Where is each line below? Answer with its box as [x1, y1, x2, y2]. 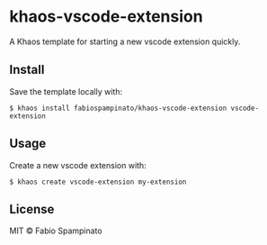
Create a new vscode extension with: [9, 159, 147, 170]
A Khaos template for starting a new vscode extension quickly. [9, 36, 241, 47]
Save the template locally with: [9, 86, 123, 96]
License [9, 201, 55, 217]
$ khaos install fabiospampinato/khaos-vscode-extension [9, 104, 227, 113]
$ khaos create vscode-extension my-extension [9, 177, 187, 186]
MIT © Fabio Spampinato [9, 225, 102, 236]
